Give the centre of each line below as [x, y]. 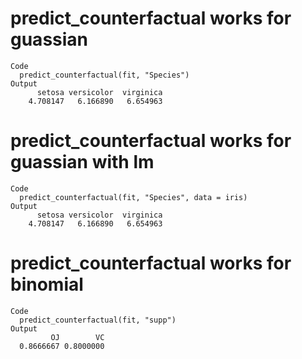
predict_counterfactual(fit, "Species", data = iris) [133, 197]
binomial [47, 284]
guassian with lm [82, 162]
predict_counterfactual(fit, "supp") [98, 320]
